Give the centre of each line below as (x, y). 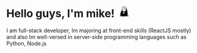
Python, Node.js (27, 43)
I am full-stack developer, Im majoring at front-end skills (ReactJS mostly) (99, 30)
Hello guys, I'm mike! (60, 14)
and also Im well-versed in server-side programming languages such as (97, 37)
